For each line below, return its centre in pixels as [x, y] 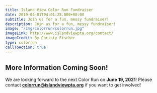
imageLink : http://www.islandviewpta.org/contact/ [59, 33]
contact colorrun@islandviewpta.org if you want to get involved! [73, 85]
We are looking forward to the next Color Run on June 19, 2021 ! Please [79, 80]
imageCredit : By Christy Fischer [40, 38]
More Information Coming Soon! [57, 68]
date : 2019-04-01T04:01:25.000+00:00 [45, 15]
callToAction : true [26, 47]
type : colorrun [21, 43]
